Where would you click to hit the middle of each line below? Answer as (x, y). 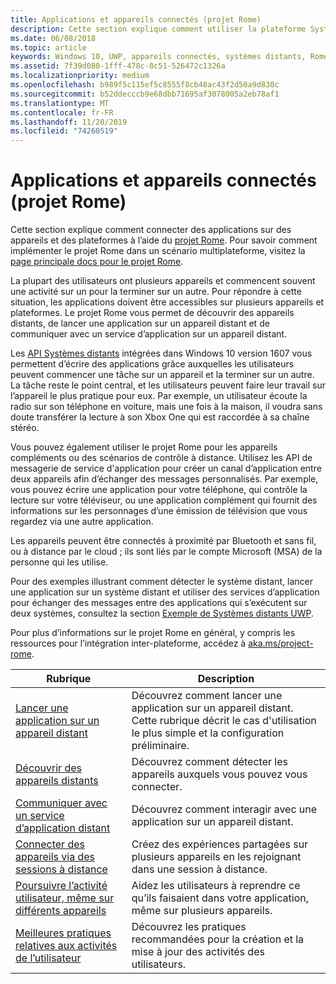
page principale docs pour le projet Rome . (97, 262)
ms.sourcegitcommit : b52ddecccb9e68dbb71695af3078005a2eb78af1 (145, 94)
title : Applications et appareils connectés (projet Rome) (136, 19)
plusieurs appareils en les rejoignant (216, 857)
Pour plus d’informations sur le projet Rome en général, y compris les (153, 633)
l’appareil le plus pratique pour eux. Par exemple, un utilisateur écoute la (159, 396)
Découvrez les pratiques (189, 927)
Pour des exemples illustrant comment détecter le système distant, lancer (161, 582)
